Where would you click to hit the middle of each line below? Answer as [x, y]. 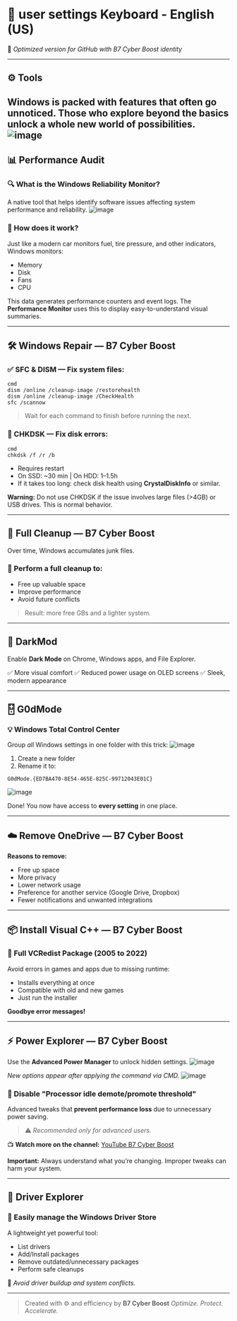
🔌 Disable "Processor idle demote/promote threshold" [102, 1094]
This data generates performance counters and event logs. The [99, 301]
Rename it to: [37, 766]
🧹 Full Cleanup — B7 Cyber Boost [81, 533]
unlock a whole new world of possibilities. [101, 124]
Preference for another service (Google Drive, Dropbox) [98, 893]
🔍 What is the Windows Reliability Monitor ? [84, 185]
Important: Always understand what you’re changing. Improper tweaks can [117, 1160]
